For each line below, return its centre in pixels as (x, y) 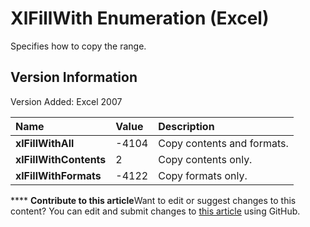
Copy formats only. (203, 175)
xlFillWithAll (45, 143)
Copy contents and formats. (223, 143)
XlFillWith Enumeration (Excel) (140, 18)
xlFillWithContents (61, 159)
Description (186, 126)
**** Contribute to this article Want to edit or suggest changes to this (153, 200)
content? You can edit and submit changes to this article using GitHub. (155, 211)
